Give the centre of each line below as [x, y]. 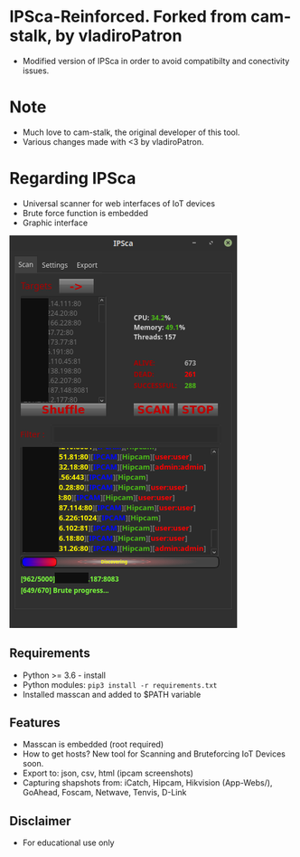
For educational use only [68, 843]
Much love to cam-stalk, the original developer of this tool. [131, 132]
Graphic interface [55, 223]
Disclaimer [40, 821]
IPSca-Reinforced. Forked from [128, 17]
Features [35, 723]
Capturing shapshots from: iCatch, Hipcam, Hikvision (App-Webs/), [147, 783]
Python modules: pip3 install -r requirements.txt [120, 684]
